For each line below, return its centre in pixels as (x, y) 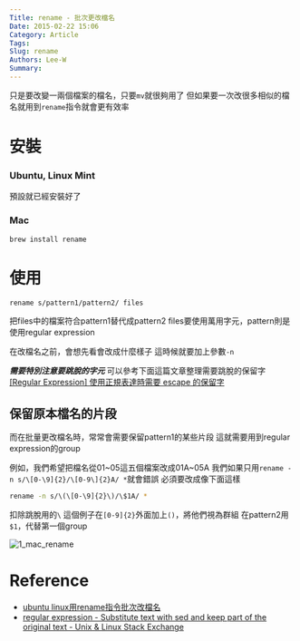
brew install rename (48, 239)
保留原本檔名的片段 (63, 413)
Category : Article (44, 34)
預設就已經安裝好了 (45, 197)
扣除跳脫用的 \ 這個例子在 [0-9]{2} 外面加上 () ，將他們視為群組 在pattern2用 (149, 515)
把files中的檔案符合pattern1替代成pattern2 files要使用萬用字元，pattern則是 (150, 321)
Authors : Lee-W (38, 60)
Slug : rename (34, 52)
